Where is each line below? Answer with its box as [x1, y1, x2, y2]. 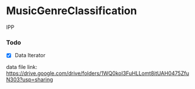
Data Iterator [14, 52, 46, 59]
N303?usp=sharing [6, 76, 53, 83]
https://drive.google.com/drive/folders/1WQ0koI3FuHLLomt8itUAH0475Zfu [6, 70, 189, 77]
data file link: [6, 64, 37, 71]
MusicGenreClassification [6, 4, 137, 18]
